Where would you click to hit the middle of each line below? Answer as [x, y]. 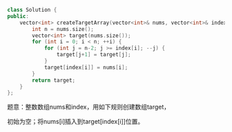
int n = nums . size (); [63, 29]
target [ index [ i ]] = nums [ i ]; [86, 67]
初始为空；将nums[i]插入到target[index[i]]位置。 [76, 122]
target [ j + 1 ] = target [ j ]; [94, 55]
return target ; [54, 80]
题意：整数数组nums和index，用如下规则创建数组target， [89, 107]
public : [18, 16]
